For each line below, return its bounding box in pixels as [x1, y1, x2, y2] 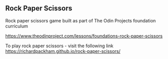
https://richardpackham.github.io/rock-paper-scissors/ [5, 48, 121, 54]
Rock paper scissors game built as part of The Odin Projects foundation [5, 17, 156, 23]
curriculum [5, 23, 28, 29]
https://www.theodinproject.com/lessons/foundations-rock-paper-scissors [5, 33, 163, 39]
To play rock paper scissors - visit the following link [5, 43, 114, 49]
